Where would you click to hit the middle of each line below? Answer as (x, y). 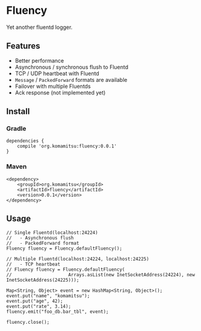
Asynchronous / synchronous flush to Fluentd (72, 67)
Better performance (39, 60)
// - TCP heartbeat (33, 264)
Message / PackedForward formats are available (71, 79)
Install (18, 112)
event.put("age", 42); (35, 301)
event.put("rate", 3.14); (39, 306)
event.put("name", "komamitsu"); (48, 295)
